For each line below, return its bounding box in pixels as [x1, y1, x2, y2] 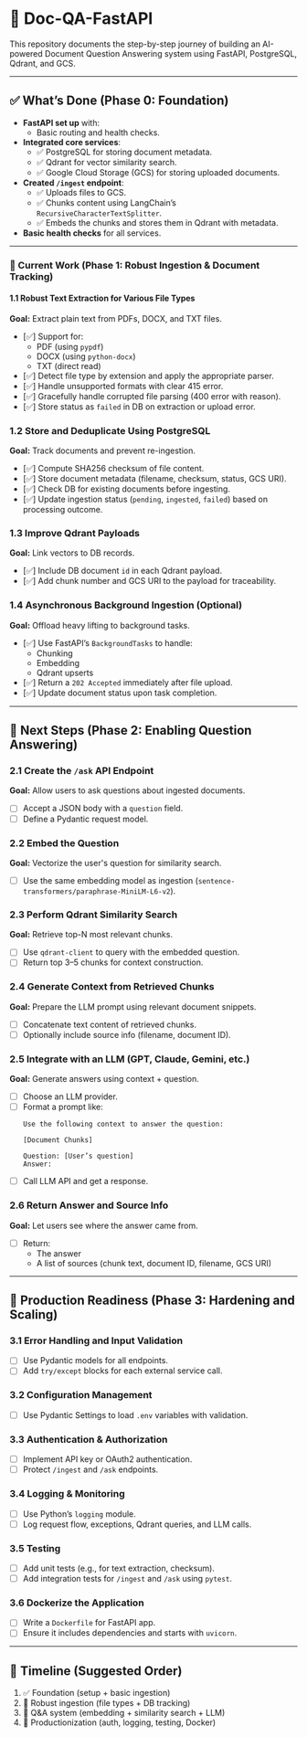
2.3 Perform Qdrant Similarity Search [9, 908, 178, 921]
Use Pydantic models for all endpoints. [22, 1355, 169, 1366]
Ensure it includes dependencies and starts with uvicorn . [22, 1627, 238, 1638]
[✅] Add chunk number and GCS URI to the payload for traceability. [22, 576, 277, 587]
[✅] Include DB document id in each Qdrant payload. [22, 566, 222, 577]
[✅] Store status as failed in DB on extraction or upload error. [22, 401, 256, 412]
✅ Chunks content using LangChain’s [36, 196, 176, 208]
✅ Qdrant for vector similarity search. [36, 156, 177, 167]
